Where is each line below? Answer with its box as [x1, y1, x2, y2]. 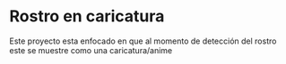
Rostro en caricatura [9, 6, 165, 27]
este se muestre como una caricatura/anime [9, 44, 173, 55]
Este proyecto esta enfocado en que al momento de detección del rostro [9, 36, 277, 46]
